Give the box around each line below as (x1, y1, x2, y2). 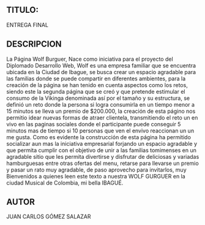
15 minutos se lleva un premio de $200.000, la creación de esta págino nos (6, 107, 196, 115)
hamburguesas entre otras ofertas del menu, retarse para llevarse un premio (6, 159, 199, 167)
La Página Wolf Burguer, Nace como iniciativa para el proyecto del (6, 55, 173, 63)
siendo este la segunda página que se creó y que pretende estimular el (6, 88, 185, 95)
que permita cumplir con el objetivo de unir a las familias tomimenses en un (6, 147, 197, 154)
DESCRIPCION (6, 39, 62, 50)
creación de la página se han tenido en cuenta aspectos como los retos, (6, 81, 188, 88)
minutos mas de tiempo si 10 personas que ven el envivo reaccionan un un (6, 127, 195, 134)
